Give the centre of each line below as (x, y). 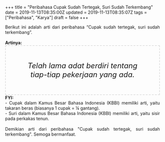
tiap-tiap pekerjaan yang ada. (82, 74)
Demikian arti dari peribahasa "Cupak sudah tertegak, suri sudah (82, 129)
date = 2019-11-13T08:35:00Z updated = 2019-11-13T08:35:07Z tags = (76, 12)
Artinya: (14, 43)
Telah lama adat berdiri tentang (82, 66)
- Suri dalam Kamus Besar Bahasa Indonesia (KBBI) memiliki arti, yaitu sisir (82, 113)
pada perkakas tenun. (27, 118)
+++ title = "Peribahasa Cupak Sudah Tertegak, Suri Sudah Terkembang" (79, 7)
